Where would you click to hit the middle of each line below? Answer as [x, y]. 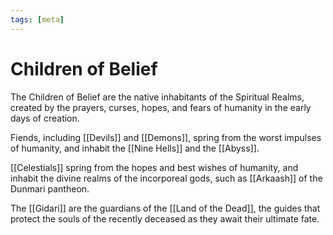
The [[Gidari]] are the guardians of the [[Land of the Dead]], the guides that [165, 208]
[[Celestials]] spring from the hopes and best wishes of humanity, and [154, 167]
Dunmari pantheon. [50, 188]
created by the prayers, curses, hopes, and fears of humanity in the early [161, 107]
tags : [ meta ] [37, 19]
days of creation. [45, 118]
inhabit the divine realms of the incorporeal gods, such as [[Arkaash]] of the [166, 178]
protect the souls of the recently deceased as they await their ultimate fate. [165, 218]
